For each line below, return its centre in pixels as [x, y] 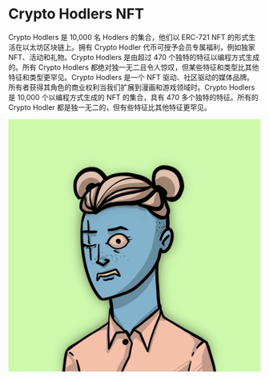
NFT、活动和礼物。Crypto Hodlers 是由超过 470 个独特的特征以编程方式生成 [134, 57]
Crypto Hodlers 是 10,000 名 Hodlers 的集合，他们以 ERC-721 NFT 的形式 [128, 37]
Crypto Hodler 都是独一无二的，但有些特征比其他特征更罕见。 [110, 107]
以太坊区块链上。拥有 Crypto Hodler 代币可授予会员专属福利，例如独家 [139, 47]
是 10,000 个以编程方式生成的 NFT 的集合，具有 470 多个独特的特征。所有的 [133, 97]
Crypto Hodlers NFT [76, 14]
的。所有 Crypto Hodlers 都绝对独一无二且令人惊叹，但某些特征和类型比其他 [134, 67]
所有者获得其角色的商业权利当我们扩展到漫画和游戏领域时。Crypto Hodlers [132, 87]
